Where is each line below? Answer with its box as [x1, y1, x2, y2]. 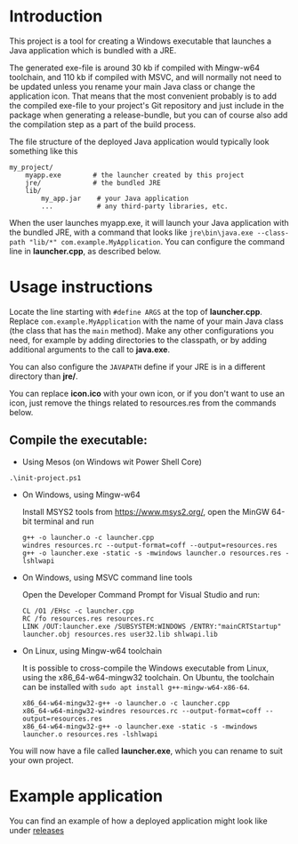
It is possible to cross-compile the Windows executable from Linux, [21, 663, 270, 673]
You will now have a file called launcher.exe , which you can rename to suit [9, 745, 283, 756]
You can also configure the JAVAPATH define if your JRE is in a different [9, 361, 266, 372]
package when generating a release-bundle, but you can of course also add [9, 109, 288, 120]
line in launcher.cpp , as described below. [9, 245, 162, 256]
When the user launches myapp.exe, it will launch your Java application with [9, 217, 289, 228]
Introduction [9, 6, 103, 27]
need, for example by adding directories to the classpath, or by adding [9, 334, 267, 345]
